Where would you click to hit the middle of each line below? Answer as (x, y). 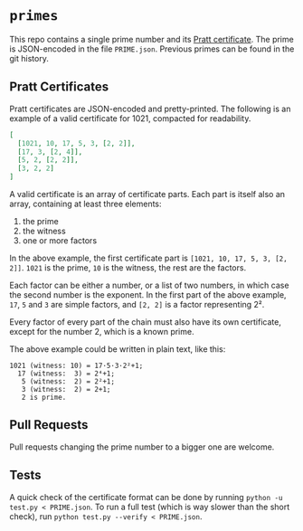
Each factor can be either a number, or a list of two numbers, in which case (149, 285)
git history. (29, 58)
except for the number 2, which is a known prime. (102, 332)
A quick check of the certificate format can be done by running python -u (146, 497)
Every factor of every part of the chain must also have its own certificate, (146, 322)
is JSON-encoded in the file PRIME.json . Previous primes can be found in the (152, 49)
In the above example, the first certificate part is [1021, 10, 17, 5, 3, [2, (148, 258)
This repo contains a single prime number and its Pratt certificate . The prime (151, 39)
